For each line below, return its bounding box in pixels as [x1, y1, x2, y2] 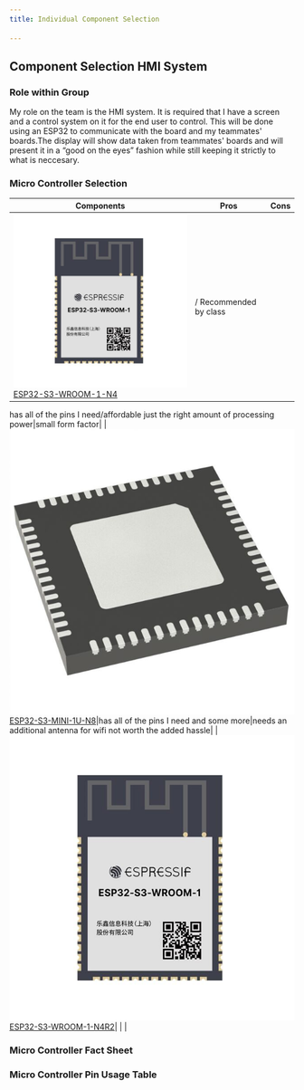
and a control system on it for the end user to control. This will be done [9, 116, 274, 127]
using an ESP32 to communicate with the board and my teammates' [9, 126, 262, 137]
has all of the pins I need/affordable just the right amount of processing [9, 408, 275, 420]
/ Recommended [195, 296, 257, 307]
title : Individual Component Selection [9, 14, 160, 24]
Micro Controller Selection [9, 177, 128, 190]
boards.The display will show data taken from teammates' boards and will [9, 136, 283, 147]
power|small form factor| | [9, 418, 107, 429]
